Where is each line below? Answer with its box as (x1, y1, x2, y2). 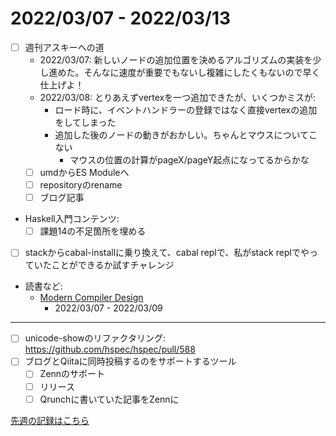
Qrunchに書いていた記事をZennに (39, 393, 180, 405)
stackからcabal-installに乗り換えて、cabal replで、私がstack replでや (24, 247, 310, 259)
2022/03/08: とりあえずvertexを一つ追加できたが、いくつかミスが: (39, 92, 317, 103)
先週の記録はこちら (10, 414, 90, 426)
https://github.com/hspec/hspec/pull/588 (24, 343, 196, 356)
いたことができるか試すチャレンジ (33, 259, 175, 271)
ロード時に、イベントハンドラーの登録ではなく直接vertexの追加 (54, 104, 318, 116)
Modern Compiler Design (39, 292, 144, 304)
